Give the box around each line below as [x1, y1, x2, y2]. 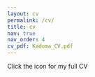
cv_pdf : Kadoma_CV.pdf [7, 43, 73, 50]
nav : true [7, 29, 36, 37]
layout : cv [7, 10, 39, 17]
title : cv [7, 23, 36, 30]
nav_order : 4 [7, 36, 45, 43]
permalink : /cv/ [7, 17, 54, 24]
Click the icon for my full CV [7, 62, 88, 70]
